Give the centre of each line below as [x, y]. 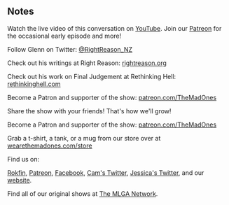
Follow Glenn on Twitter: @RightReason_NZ [70, 49]
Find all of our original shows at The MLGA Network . [83, 193]
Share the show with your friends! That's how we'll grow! [89, 111]
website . [20, 180]
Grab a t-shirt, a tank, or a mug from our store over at [84, 138]
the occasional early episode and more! [64, 36]
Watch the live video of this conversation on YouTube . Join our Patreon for [114, 28]
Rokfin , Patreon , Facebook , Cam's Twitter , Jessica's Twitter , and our [106, 172]
